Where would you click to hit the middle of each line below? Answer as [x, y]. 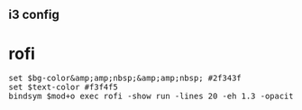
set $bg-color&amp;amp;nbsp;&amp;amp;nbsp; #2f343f [125, 78]
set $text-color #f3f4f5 [63, 87]
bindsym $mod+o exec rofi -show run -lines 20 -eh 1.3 [132, 96]
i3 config [34, 15]
